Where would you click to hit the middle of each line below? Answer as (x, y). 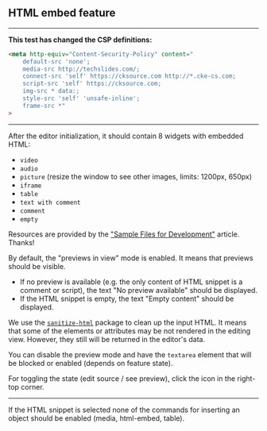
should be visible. (37, 266)
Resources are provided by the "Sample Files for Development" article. (124, 234)
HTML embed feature (62, 13)
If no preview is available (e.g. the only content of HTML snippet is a (131, 282)
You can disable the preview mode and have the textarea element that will (130, 354)
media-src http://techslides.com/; (81, 69)
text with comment (50, 202)
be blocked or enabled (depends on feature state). (91, 363)
